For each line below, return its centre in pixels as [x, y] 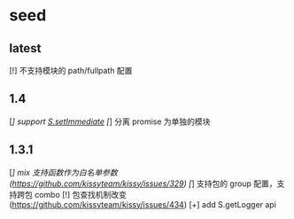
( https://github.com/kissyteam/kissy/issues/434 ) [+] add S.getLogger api [143, 204]
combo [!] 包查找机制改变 [80, 194]
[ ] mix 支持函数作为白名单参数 [63, 172]
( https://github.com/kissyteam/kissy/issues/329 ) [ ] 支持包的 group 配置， [143, 184]
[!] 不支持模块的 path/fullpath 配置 [71, 70]
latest [25, 48]
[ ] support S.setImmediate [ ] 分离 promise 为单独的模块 [110, 121]
